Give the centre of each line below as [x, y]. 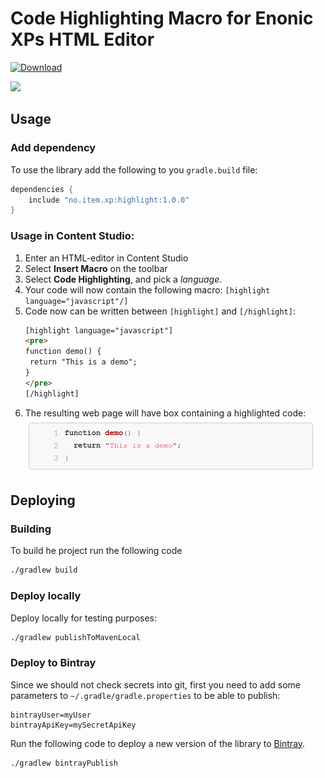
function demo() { [63, 352]
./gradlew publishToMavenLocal [75, 637]
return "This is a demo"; [83, 362]
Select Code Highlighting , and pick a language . [123, 279]
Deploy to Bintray [53, 663]
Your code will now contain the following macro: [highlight [147, 289]
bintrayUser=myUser [51, 715]
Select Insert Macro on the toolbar [96, 268]
